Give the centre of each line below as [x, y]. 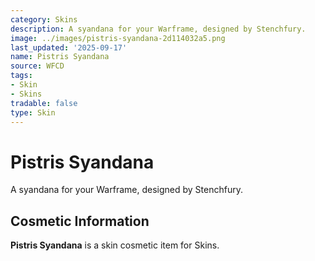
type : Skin [33, 112]
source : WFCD [37, 66]
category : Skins [44, 19]
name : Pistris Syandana [60, 57]
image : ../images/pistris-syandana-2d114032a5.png [118, 38]
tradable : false [44, 103]
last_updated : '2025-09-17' [69, 47]
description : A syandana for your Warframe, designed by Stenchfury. [158, 29]
